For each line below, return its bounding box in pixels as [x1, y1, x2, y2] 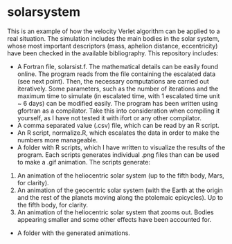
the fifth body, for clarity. [17, 200, 89, 209]
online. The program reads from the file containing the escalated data [17, 70, 216, 78]
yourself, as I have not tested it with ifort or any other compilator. [17, 113, 202, 122]
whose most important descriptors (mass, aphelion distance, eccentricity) [7, 41, 218, 50]
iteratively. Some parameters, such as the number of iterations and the [17, 84, 219, 93]
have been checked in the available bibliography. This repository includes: [7, 49, 219, 57]
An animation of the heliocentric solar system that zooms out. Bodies [17, 208, 214, 216]
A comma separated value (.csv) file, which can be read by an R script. [17, 121, 220, 129]
